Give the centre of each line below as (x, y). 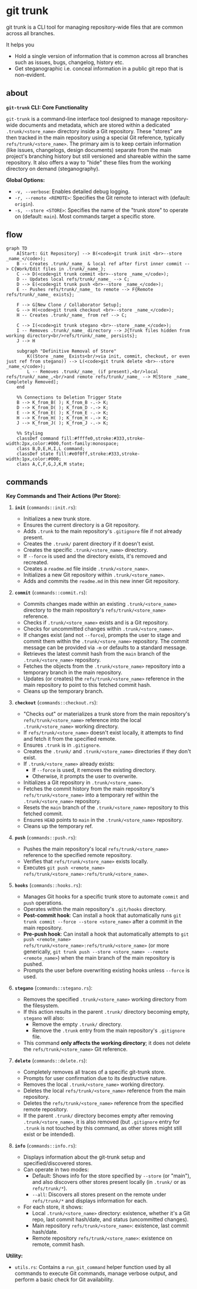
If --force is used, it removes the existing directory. (94, 770)
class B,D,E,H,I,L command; (51, 448)
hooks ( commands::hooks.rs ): (48, 885)
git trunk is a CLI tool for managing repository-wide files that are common (95, 27)
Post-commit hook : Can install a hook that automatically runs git (102, 915)
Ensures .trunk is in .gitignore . (62, 745)
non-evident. (30, 75)
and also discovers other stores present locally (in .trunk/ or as (109, 1182)
